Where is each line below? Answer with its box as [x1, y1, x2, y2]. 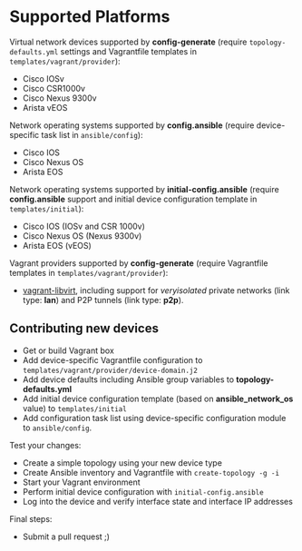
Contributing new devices [9, 320, 159, 337]
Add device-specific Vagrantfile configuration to [22, 354, 203, 365]
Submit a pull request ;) [22, 531, 111, 542]
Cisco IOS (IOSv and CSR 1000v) [22, 221, 145, 231]
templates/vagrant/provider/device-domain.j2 [22, 366, 198, 375]
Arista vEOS [22, 102, 68, 113]
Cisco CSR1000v [22, 83, 86, 93]
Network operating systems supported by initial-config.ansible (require [9, 183, 279, 194]
